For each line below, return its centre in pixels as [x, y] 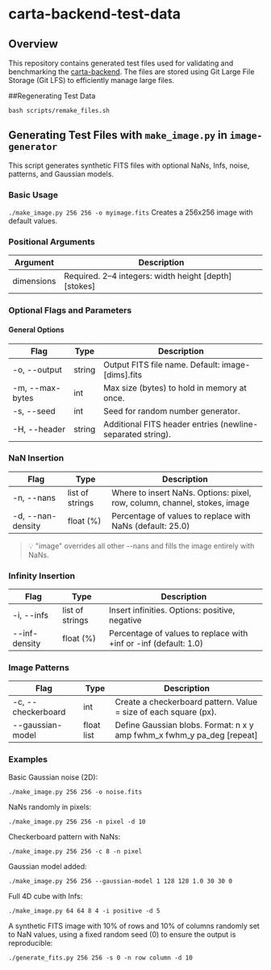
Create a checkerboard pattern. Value [186, 702]
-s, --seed [34, 410]
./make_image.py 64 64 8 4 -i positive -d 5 [84, 911]
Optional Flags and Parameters [70, 310]
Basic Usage [33, 194]
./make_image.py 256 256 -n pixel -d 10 [77, 822]
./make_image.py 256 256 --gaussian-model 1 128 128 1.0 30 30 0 [120, 881]
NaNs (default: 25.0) [151, 526]
